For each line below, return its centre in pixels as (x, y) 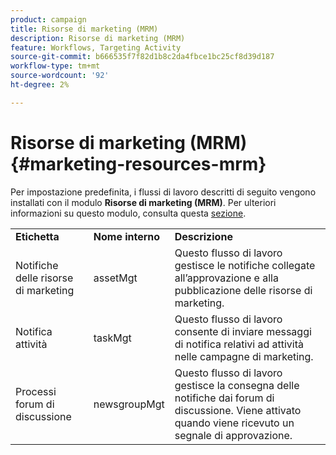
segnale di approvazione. (233, 435)
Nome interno (127, 236)
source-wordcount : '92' (60, 76)
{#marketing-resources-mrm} (138, 163)
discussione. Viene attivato (238, 410)
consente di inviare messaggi (243, 331)
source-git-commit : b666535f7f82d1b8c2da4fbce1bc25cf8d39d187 (142, 57)
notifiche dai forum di (224, 398)
